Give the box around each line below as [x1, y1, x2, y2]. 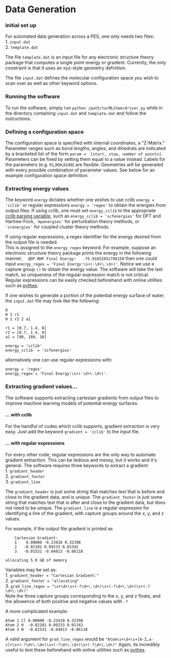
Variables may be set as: [5, 567, 57, 573]
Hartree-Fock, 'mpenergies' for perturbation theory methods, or [5, 218, 139, 225]
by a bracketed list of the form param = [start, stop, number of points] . [5, 151, 163, 157]
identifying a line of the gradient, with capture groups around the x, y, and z [5, 510, 164, 517]
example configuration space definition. [5, 173, 89, 179]
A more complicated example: [5, 608, 68, 615]
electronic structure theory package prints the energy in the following [5, 250, 152, 256]
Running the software [5, 93, 60, 100]
